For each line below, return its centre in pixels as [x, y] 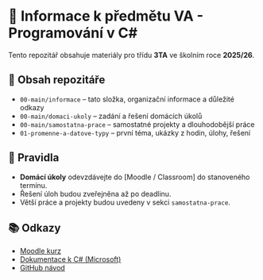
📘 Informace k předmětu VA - [106, 16]
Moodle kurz [41, 251]
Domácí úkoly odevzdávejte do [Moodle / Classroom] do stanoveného [135, 177]
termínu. [33, 185]
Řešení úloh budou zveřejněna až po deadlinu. [95, 194]
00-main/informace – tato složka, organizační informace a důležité [127, 99]
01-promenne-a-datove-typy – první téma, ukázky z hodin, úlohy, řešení [135, 132]
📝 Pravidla [34, 158]
